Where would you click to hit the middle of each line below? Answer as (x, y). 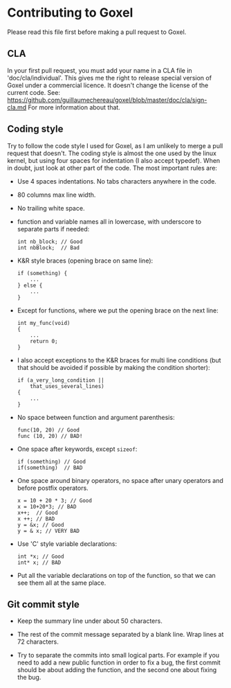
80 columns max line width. (56, 195)
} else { (30, 285)
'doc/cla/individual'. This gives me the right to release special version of (110, 78)
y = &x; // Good (40, 524)
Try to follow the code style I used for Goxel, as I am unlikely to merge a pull (115, 145)
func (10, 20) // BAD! (50, 436)
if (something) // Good (52, 461)
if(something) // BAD (50, 468)
